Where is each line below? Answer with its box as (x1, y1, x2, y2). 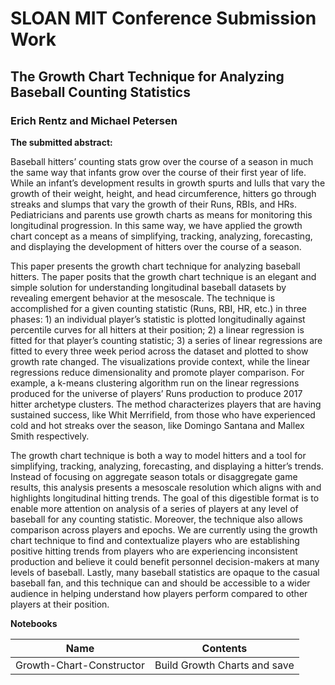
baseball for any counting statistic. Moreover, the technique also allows (10, 513, 303, 525)
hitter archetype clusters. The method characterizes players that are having (10, 398, 322, 410)
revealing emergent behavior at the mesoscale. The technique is (10, 292, 276, 304)
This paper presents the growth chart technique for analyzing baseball (10, 260, 301, 272)
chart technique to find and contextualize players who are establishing (10, 534, 300, 546)
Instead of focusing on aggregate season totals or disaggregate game (10, 470, 298, 482)
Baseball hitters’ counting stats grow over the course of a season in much (10, 155, 314, 167)
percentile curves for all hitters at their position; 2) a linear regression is (10, 323, 305, 336)
